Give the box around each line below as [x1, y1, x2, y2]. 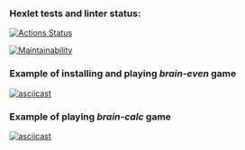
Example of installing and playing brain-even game [9, 67, 237, 80]
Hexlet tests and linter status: [9, 7, 141, 20]
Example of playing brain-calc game [9, 110, 171, 123]
